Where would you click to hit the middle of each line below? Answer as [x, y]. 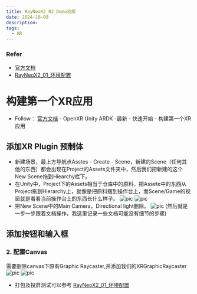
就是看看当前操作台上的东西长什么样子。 [69, 199]
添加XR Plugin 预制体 [45, 146]
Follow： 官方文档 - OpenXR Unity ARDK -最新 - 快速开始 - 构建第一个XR [103, 119]
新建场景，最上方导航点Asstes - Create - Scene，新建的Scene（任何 [98, 162]
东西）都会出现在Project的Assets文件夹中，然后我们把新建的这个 [104, 169]
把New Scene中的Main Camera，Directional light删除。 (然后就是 [101, 206]
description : [22, 22]
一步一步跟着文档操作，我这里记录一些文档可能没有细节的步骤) [91, 214]
